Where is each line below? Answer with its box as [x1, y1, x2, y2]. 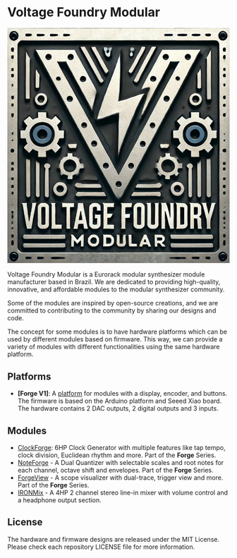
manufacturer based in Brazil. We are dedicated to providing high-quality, [7, 278, 221, 286]
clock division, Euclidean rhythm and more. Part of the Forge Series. [17, 451, 217, 459]
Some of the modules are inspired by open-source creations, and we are [7, 299, 219, 308]
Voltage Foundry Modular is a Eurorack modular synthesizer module [7, 270, 205, 279]
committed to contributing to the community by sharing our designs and [7, 306, 217, 315]
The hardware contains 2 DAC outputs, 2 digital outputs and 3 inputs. [17, 404, 219, 413]
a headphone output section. [17, 495, 102, 504]
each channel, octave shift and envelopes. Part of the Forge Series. [17, 466, 214, 474]
